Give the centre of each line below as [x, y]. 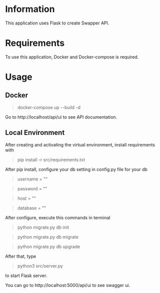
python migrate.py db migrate [48, 237]
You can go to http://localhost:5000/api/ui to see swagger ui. [68, 285]
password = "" [32, 188]
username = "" [32, 179]
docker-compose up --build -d [49, 107]
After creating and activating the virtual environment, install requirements [80, 145]
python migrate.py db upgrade [49, 246]
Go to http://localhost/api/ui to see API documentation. [61, 117]
